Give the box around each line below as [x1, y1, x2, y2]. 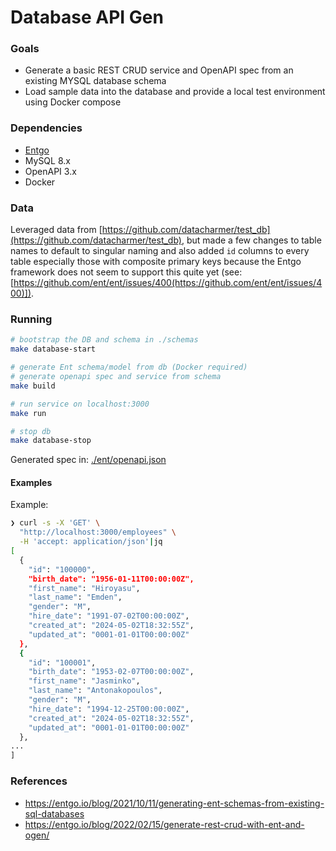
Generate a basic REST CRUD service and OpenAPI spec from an [24, 64, 294, 76]
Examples [10, 476, 53, 488]
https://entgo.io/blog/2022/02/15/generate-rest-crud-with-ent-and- [24, 818, 305, 830]
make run [10, 408, 47, 418]
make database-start [10, 344, 97, 355]
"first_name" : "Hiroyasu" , [28, 583, 141, 593]
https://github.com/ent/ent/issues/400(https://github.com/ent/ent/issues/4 [13, 277, 323, 289]
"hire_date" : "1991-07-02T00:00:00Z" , [28, 611, 190, 621]
